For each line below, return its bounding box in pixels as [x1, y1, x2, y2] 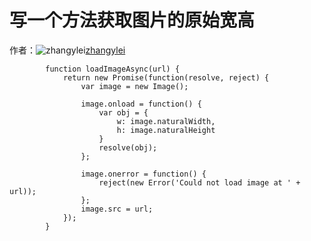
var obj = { [98, 107, 149, 118]
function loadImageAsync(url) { [45, 64, 181, 74]
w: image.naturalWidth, [116, 116, 216, 126]
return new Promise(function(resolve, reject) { [62, 72, 270, 83]
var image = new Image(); [80, 81, 189, 91]
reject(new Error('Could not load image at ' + [98, 177, 301, 188]
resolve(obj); [98, 142, 158, 153]
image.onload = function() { [80, 99, 202, 109]
